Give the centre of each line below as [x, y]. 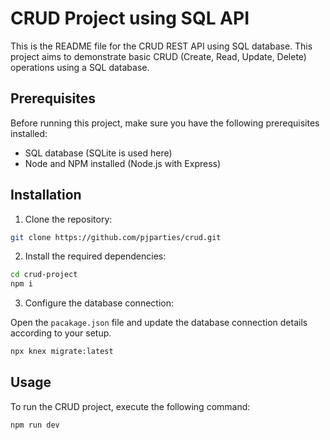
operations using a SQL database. [80, 67]
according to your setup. [61, 333]
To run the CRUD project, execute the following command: [130, 406]
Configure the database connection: [99, 303]
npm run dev [35, 425]
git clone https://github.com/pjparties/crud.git [116, 237]
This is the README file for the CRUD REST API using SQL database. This [161, 46]
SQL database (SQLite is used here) [98, 153]
